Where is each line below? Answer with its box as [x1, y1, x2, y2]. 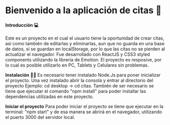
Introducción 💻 [5, 22, 39, 28]
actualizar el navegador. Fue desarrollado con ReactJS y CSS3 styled [5, 51, 150, 57]
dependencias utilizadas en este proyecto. [5, 93, 94, 100]
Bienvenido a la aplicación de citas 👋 [5, 5, 162, 16]
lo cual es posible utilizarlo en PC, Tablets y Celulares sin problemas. [5, 62, 149, 68]
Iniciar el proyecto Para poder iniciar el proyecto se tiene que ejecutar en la [5, 104, 164, 110]
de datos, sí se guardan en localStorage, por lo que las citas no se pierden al [5, 46, 165, 52]
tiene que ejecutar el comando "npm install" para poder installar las [5, 88, 146, 95]
